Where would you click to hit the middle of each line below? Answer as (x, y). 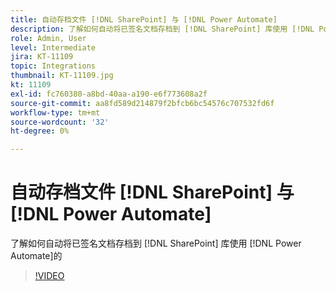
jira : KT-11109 (42, 57)
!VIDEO (49, 276)
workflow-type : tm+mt (55, 112)
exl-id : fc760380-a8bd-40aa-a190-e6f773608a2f (109, 94)
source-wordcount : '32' (60, 122)
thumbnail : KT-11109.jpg (62, 76)
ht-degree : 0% (40, 131)
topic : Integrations (53, 66)
